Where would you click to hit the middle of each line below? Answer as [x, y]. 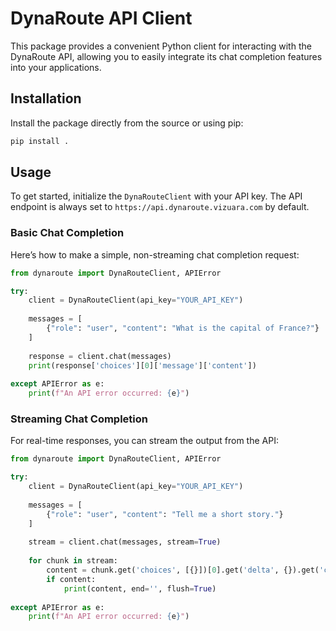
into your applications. [56, 67]
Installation [46, 98]
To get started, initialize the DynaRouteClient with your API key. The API [156, 196]
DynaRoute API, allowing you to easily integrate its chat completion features [166, 56]
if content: [71, 579]
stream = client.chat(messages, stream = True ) [125, 542]
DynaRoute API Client [101, 18]
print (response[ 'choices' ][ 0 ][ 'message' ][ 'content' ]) [142, 365]
